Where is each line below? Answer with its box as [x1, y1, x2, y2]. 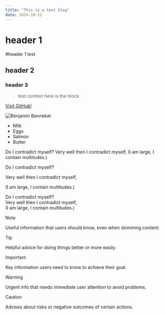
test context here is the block [17, 93, 79, 99]
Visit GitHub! [5, 103, 32, 109]
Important [5, 254, 26, 261]
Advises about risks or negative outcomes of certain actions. [5, 304, 133, 310]
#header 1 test [5, 51, 36, 57]
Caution [5, 294, 22, 300]
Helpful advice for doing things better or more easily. [5, 244, 116, 251]
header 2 [5, 66, 35, 75]
